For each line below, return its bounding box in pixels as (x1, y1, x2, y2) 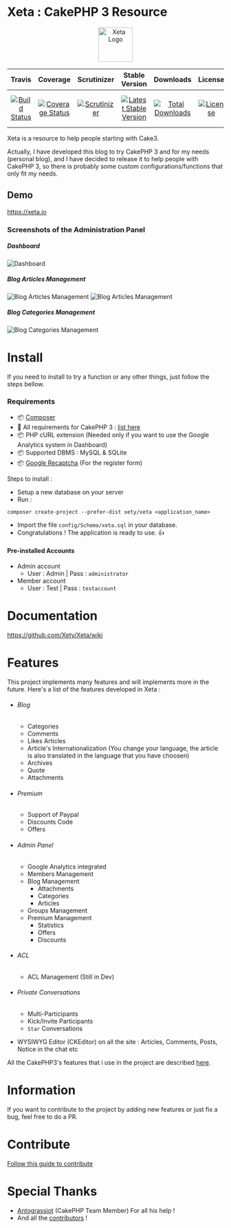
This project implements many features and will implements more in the (7, 678, 210, 686)
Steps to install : (7, 475, 53, 483)
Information (7, 1083, 76, 1099)
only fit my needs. (7, 169, 58, 178)
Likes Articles (27, 737, 66, 745)
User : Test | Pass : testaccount (27, 584, 117, 592)
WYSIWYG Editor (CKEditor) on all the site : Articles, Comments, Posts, (16, 1037, 218, 1045)
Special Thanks (7, 1183, 98, 1199)
